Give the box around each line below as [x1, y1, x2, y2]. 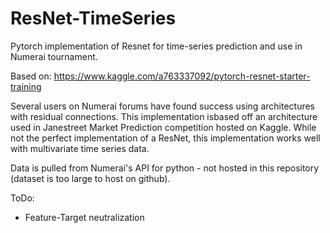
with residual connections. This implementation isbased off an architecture [10, 110, 318, 122]
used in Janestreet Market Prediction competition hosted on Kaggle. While [10, 121, 317, 133]
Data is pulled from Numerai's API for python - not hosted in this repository [10, 162, 320, 174]
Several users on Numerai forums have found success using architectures [10, 100, 316, 112]
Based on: [10, 70, 52, 82]
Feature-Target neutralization [24, 211, 145, 223]
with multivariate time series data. [10, 142, 150, 154]
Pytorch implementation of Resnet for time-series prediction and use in [10, 40, 303, 52]
